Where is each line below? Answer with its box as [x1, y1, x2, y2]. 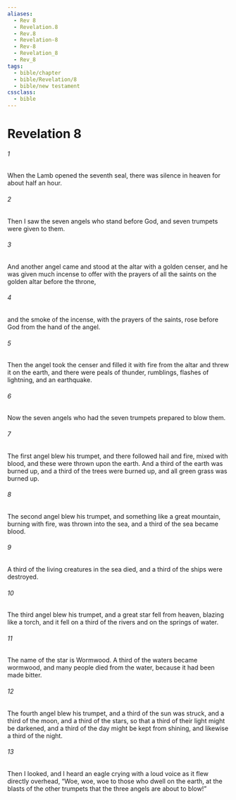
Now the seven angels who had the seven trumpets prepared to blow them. [7, 414, 226, 422]
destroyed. [7, 572, 39, 581]
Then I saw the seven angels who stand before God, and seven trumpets [7, 216, 218, 226]
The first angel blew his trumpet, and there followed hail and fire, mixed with [7, 452, 228, 460]
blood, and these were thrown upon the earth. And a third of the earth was [7, 459, 223, 467]
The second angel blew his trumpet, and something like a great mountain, [7, 512, 221, 520]
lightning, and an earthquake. [7, 376, 93, 384]
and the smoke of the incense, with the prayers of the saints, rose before [7, 315, 218, 324]
